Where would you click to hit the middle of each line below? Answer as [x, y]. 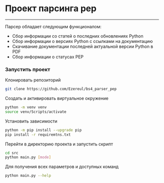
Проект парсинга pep [51, 9]
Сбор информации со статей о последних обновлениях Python [78, 36]
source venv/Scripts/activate [36, 112]
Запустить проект [28, 69]
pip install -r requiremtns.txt [38, 135]
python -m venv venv [26, 107]
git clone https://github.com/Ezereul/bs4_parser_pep [61, 89]
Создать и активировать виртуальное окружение [57, 99]
